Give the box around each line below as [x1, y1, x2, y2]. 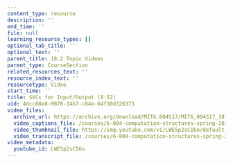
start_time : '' [7, 87, 51, 94]
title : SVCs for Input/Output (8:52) [7, 94, 116, 101]
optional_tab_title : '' [7, 42, 76, 49]
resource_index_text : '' [7, 74, 79, 82]
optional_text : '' [7, 49, 60, 56]
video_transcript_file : [13, 132, 82, 139]
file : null [7, 29, 39, 37]
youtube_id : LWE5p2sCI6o [13, 146, 85, 153]
